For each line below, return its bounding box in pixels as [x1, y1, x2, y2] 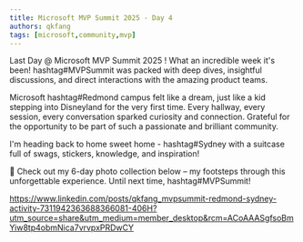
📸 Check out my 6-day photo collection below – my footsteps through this [9, 166, 286, 177]
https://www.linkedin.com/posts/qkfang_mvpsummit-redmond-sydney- [9, 193, 278, 205]
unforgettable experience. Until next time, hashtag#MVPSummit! [9, 176, 251, 187]
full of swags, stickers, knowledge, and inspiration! [9, 148, 200, 159]
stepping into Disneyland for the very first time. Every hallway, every [9, 102, 266, 113]
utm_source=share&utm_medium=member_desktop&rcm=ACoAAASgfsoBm [9, 213, 294, 224]
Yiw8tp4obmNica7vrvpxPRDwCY [9, 222, 135, 233]
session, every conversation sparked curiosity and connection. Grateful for [9, 111, 290, 123]
